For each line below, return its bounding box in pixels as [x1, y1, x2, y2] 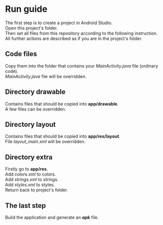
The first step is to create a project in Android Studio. [5, 20, 113, 26]
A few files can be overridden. [5, 106, 66, 112]
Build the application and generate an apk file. [5, 215, 99, 220]
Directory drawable [5, 88, 65, 96]
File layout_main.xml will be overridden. [5, 139, 86, 145]
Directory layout [5, 120, 56, 129]
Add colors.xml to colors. [5, 171, 56, 177]
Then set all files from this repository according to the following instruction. [5, 30, 158, 36]
